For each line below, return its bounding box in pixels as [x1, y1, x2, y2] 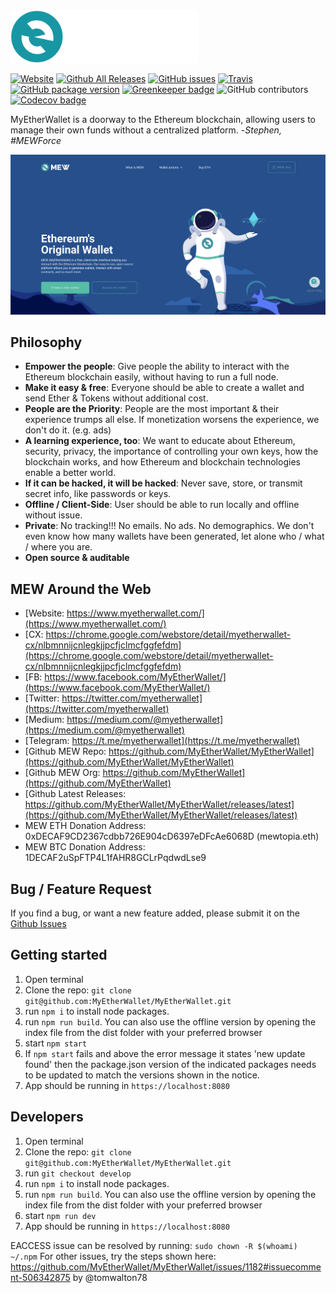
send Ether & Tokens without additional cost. [24, 392, 209, 404]
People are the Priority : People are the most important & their [24, 403, 280, 415]
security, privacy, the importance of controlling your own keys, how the [24, 445, 319, 458]
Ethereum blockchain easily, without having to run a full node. [24, 371, 279, 383]
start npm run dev [24, 1209, 97, 1221]
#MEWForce [10, 135, 62, 147]
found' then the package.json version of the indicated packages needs [24, 1058, 317, 1070]
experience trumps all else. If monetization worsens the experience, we [24, 414, 320, 426]
